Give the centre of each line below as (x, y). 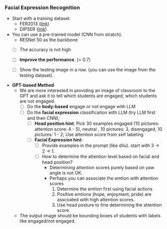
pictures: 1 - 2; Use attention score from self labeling (89, 134)
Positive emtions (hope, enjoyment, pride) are (104, 194)
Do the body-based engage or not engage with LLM (81, 107)
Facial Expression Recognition (42, 8)
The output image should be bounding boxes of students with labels (90, 215)
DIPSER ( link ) (33, 29)
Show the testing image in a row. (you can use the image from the (88, 70)
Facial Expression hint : (59, 139)
